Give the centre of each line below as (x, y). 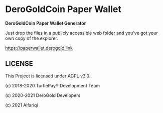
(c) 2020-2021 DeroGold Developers (43, 95)
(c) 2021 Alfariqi (22, 105)
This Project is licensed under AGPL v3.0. (48, 76)
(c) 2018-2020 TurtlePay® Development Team (53, 85)
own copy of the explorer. (32, 38)
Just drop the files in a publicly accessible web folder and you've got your (81, 33)
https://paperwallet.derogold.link (39, 48)
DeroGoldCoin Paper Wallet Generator (46, 23)
